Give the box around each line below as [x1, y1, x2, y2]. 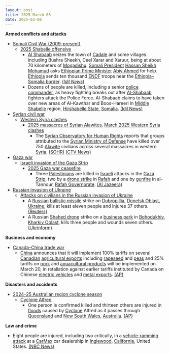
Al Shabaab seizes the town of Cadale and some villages [27, 51, 146, 58]
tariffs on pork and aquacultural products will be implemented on [20, 261, 156, 267]
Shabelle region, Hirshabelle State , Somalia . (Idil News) [27, 105, 143, 112]
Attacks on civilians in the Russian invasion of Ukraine [20, 192, 133, 199]
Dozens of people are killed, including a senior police [27, 84, 139, 90]
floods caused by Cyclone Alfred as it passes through [27, 308, 141, 314]
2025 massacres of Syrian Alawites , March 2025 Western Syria [27, 122, 161, 128]
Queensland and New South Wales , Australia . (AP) [27, 313, 133, 319]
